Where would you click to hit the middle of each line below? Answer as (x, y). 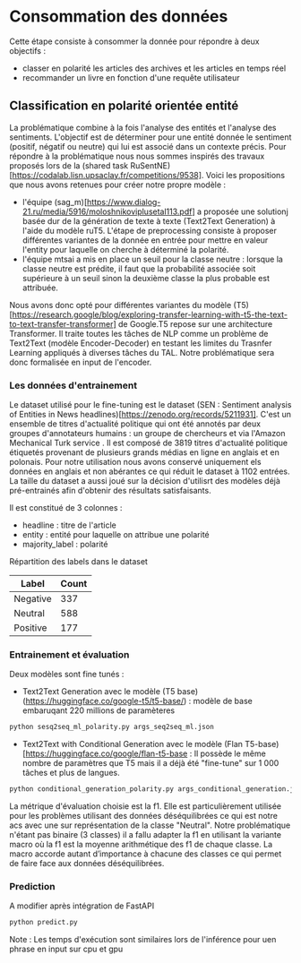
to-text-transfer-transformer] (63, 323)
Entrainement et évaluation (69, 654)
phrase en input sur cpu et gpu (66, 949)
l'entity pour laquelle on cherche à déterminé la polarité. (125, 249)
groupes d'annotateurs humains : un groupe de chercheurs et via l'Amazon (147, 434)
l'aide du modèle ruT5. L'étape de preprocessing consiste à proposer (150, 230)
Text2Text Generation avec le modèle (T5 (99, 692)
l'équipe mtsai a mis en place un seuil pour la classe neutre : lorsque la (153, 259)
